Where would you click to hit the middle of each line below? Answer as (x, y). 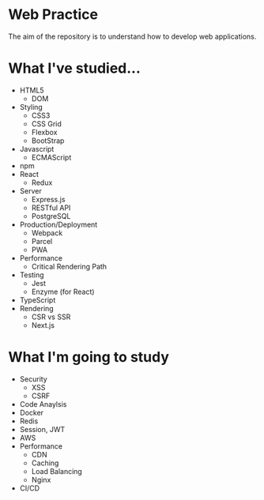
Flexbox (44, 132)
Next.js (43, 325)
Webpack (47, 233)
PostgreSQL (51, 216)
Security (33, 379)
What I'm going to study (89, 357)
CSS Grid (46, 123)
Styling (31, 107)
